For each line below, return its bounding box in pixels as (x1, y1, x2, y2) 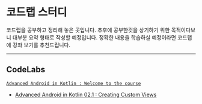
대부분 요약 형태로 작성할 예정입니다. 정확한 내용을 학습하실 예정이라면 (12, 33, 176, 41)
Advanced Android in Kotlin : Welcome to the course (6, 80, 141, 87)
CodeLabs (6, 65, 46, 75)
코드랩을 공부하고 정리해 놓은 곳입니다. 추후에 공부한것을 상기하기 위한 (6, 26, 170, 33)
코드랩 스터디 (6, 5, 67, 19)
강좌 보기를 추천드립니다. (12, 41, 71, 48)
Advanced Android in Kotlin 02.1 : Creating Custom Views (14, 91, 157, 98)
